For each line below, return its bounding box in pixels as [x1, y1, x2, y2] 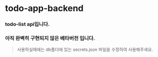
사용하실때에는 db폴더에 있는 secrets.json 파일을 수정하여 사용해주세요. [17, 46, 153, 53]
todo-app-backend [5, 3, 84, 14]
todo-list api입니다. [5, 21, 50, 28]
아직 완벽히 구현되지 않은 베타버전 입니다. [5, 35, 95, 42]
